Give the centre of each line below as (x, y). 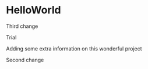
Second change (25, 60)
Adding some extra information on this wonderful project (74, 48)
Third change (22, 26)
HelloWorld (34, 10)
